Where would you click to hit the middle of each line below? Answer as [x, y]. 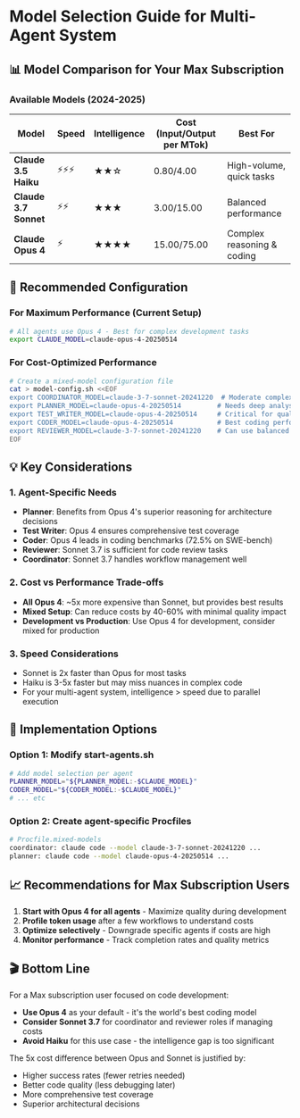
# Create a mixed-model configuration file [92, 381]
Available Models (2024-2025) [77, 99]
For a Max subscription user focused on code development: [119, 995]
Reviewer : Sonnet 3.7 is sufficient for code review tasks [125, 550]
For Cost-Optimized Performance [83, 363]
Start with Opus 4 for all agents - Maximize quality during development [154, 911]
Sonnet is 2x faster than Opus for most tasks [104, 672]
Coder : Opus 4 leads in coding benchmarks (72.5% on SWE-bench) [147, 540]
